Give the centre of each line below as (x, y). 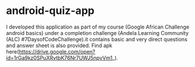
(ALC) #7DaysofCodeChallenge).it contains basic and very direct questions (97, 39)
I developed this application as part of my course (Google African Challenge (98, 27)
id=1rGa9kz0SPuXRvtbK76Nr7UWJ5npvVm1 (59, 58)
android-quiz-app (50, 11)
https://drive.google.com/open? (57, 51)
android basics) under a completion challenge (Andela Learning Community (97, 33)
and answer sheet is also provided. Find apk (59, 45)
